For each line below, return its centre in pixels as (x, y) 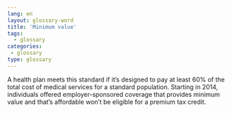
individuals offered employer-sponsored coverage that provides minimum (114, 94)
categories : (25, 46)
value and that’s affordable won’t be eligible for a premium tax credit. (107, 102)
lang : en (20, 14)
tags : (15, 33)
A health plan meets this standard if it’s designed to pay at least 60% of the (116, 79)
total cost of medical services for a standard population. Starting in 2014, (113, 87)
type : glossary (30, 60)
